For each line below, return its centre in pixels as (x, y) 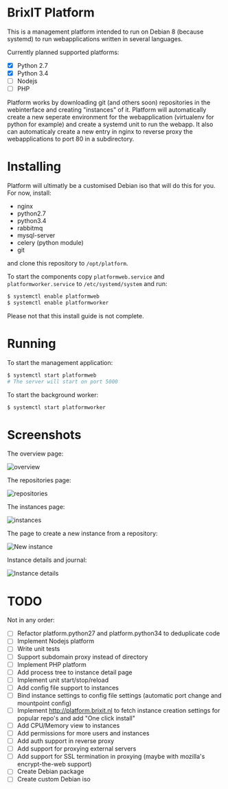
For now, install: (29, 193)
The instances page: (36, 507)
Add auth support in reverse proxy (66, 741)
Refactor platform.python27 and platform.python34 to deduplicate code (118, 633)
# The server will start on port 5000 (62, 381)
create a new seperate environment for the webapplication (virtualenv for (111, 117)
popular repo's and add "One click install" (76, 718)
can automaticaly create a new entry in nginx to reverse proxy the (100, 132)
